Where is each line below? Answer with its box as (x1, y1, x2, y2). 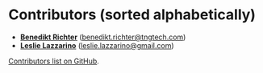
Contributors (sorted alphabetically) (8, 6, 257, 24)
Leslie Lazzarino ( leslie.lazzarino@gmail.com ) (19, 40, 175, 50)
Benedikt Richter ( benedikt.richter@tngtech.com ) (19, 32, 186, 42)
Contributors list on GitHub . (8, 56, 99, 66)
